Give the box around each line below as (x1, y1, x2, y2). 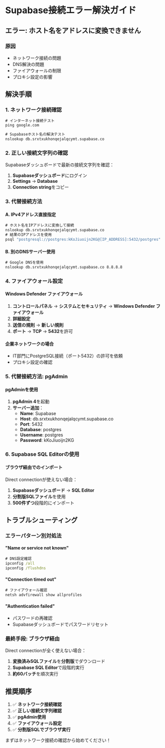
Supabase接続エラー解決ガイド (5, 5, 137, 16)
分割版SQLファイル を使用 (12, 493, 66, 499)
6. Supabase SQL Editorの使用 (5, 451, 79, 458)
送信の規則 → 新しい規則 (12, 322, 64, 328)
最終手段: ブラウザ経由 (5, 635, 60, 642)
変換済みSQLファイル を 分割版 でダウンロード (12, 658, 106, 664)
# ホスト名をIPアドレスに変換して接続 (5, 223, 74, 228)
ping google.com (5, 123, 39, 128)
